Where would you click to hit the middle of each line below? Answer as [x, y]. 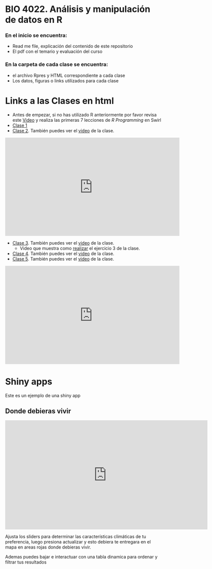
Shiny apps [29, 382]
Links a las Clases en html [60, 101]
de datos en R [34, 20]
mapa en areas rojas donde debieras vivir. [48, 547]
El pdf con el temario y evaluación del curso [57, 51]
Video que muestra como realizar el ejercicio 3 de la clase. [80, 248]
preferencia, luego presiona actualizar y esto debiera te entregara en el [78, 542]
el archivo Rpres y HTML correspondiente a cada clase [69, 75]
